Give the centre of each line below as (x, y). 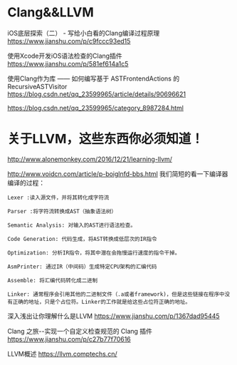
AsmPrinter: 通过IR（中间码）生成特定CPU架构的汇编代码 (82, 267)
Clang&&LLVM (51, 12)
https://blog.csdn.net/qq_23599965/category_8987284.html (95, 108)
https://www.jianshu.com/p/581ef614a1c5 (68, 63)
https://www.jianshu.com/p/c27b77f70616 (69, 339)
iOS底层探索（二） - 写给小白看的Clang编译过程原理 (84, 33)
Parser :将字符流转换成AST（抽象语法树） (62, 211)
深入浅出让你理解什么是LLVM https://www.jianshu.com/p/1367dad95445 (114, 316)
